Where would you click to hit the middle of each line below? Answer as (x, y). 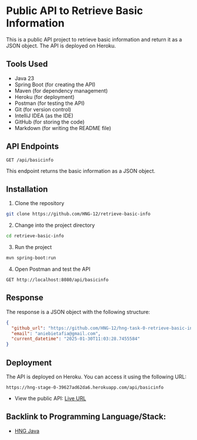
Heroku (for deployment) (45, 97)
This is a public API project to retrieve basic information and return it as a (94, 39)
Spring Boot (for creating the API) (55, 84)
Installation (27, 189)
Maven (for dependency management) (61, 91)
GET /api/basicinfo (30, 160)
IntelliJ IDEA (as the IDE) (44, 115)
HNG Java (27, 431)
